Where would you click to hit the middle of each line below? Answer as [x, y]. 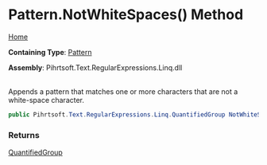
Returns [24, 135]
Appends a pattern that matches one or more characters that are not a [123, 91]
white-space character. [46, 100]
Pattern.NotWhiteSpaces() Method [126, 15]
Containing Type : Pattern [50, 52]
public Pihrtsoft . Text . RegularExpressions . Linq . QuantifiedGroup [117, 114]
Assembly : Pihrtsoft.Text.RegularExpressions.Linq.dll [95, 67]
